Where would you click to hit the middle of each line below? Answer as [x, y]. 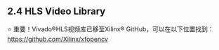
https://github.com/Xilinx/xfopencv [58, 39]
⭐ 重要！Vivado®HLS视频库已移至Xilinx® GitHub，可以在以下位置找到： [111, 29]
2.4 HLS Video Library [57, 11]
